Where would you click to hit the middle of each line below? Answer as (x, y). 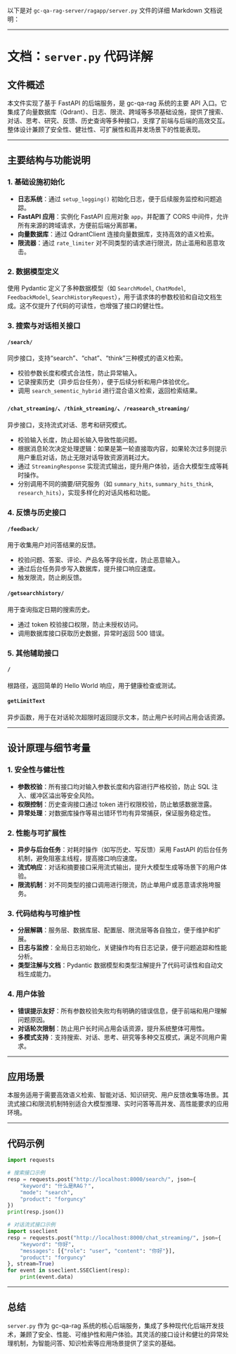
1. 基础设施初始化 (36, 182)
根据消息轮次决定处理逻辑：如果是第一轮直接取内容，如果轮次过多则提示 (122, 449)
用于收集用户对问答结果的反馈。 (53, 545)
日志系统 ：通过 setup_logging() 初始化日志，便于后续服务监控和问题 (117, 198)
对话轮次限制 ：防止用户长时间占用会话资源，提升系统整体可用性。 (113, 1028)
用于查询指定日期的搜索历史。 (50, 609)
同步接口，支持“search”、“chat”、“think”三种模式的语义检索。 (97, 358)
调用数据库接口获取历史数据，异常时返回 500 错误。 (93, 633)
